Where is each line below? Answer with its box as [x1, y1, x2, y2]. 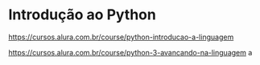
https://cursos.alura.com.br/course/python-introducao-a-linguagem [8, 32, 234, 42]
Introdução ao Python [8, 6, 157, 24]
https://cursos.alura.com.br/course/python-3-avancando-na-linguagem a [8, 47, 253, 57]
